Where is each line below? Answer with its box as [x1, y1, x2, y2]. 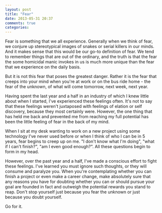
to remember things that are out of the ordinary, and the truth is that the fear [5, 54, 157, 60]
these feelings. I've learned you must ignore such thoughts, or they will [5, 163, 147, 169]
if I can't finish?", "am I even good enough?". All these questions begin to [5, 144, 151, 150]
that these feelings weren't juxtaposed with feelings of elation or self [5, 104, 142, 109]
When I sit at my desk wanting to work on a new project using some [5, 128, 141, 134]
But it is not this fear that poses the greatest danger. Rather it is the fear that [5, 74, 157, 79]
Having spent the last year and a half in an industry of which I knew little [5, 93, 149, 99]
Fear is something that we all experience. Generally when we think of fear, [5, 38, 153, 44]
